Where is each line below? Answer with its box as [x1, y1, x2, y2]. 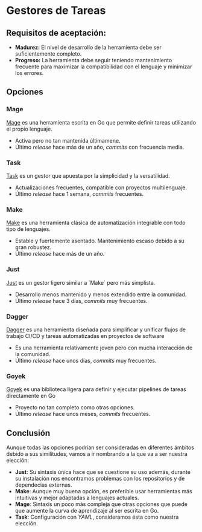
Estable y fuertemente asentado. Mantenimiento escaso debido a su [14, 237, 185, 245]
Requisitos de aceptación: [6, 28, 107, 38]
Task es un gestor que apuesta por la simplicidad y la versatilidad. [6, 172, 170, 179]
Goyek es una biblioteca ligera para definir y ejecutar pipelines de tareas [6, 386, 186, 393]
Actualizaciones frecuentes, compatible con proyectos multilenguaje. [14, 184, 187, 191]
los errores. [14, 70, 44, 76]
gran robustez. [14, 244, 52, 251]
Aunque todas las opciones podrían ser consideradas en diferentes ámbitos [6, 444, 195, 451]
